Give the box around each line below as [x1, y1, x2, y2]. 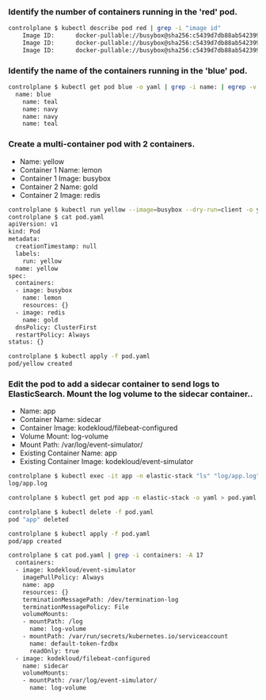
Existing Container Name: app [19, 448, 117, 458]
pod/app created [8, 537, 62, 545]
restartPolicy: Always [15, 331, 90, 339]
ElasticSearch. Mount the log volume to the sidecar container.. [8, 388, 253, 399]
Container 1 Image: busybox [19, 173, 111, 183]
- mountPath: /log [22, 618, 83, 626]
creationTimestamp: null [15, 242, 97, 251]
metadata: [8, 235, 41, 243]
